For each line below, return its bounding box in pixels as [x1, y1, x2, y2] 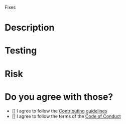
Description [5, 22, 55, 33]
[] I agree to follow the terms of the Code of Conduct [12, 113, 121, 119]
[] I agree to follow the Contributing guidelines [12, 108, 107, 114]
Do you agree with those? [5, 91, 113, 102]
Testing [5, 45, 37, 56]
